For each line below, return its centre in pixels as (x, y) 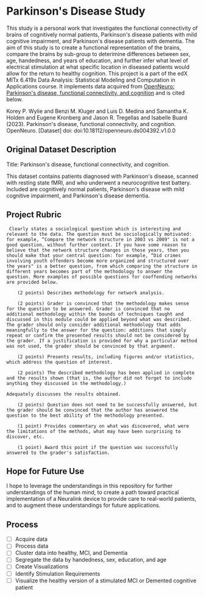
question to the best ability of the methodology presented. (86, 415)
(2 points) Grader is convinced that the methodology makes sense (103, 303)
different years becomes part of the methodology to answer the (90, 271)
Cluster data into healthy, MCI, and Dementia (71, 553)
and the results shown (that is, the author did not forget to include (99, 378)
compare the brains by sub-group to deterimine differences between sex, (98, 54)
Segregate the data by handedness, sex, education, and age (91, 560)
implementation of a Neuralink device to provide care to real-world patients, (101, 499)
